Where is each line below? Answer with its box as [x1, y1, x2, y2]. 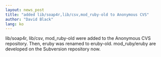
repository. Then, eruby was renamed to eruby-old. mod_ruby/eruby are [5, 41, 156, 47]
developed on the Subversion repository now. [5, 46, 101, 52]
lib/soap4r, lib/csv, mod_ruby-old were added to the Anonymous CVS [5, 35, 151, 41]
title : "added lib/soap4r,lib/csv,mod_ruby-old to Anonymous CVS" [5, 12, 149, 17]
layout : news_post [5, 7, 44, 13]
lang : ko [5, 21, 24, 27]
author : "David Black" [5, 17, 53, 22]
